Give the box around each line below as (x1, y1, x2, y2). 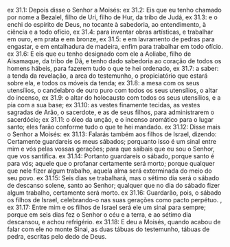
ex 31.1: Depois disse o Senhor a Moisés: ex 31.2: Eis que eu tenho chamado (7, 6, 222, 14)
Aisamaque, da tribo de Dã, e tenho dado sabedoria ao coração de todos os (7, 57, 222, 65)
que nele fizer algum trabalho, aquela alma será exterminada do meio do (7, 167, 213, 175)
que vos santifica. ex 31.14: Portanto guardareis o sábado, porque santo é (7, 152, 215, 160)
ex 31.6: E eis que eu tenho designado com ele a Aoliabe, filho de (7, 50, 192, 58)
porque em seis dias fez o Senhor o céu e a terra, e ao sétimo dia (7, 211, 192, 219)
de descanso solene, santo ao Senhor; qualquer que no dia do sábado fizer (7, 182, 220, 189)
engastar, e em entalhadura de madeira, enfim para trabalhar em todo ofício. (7, 43, 223, 50)
